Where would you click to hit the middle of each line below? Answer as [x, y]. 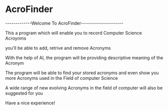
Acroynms [16, 38]
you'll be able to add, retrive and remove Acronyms [58, 48]
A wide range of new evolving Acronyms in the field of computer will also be [84, 88]
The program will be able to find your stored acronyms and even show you [82, 73]
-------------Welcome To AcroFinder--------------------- [64, 23]
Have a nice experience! [30, 103]
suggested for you [24, 93]
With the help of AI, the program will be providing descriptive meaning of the [84, 58]
